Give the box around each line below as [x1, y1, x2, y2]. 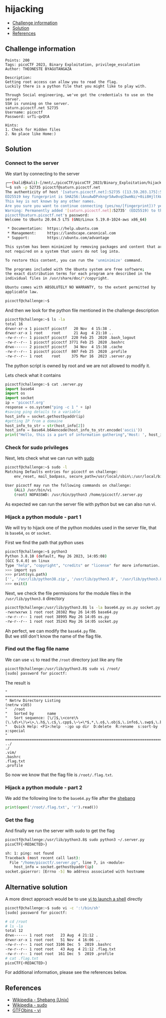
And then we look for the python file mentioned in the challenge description [5, 307, 159, 313]
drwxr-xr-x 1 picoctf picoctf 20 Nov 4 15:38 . [5, 326, 112, 331]
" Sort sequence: [5, 715, 45, 720]
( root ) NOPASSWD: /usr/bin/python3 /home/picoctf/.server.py [14, 492, 142, 497]
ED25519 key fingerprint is [5, 194, 63, 199]
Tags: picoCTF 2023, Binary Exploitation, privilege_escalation [5, 62, 140, 67]
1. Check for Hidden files [5, 127, 61, 132]
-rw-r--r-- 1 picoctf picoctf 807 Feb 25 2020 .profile [5, 349, 127, 354]
